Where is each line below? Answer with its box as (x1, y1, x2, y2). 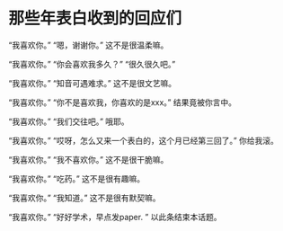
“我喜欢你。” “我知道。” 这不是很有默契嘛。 (8, 192, 161, 203)
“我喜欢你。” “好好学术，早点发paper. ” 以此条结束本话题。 (8, 211, 222, 222)
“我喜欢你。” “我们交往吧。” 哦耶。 (8, 116, 129, 127)
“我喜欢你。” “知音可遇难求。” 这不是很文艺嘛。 (8, 77, 177, 88)
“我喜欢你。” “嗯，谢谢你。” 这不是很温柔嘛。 (8, 40, 169, 50)
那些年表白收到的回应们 (8, 8, 182, 29)
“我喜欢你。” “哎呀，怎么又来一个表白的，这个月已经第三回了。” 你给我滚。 (8, 135, 279, 146)
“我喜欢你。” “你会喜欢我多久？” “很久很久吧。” (8, 58, 176, 69)
